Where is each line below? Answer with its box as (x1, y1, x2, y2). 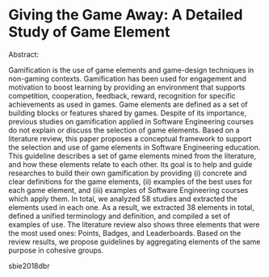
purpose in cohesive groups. (8, 245, 103, 255)
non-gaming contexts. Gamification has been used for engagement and (8, 73, 246, 83)
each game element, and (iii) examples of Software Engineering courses (8, 185, 249, 195)
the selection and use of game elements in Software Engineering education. (8, 142, 261, 152)
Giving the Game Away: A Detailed (8, 6, 243, 24)
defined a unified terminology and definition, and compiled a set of (8, 211, 230, 220)
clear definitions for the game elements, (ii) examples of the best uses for (8, 176, 253, 187)
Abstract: (8, 49, 39, 59)
